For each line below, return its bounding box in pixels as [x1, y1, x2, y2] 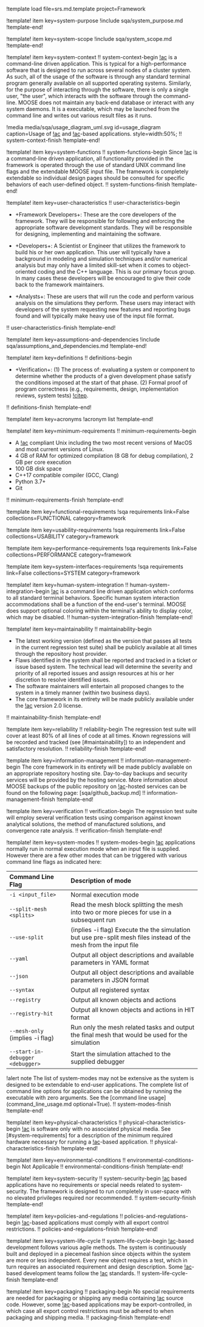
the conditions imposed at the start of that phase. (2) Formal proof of [15, 379, 188, 386]
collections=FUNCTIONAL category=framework [6, 514, 126, 522]
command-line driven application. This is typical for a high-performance [6, 60, 187, 67]
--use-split [9, 934, 44, 941]
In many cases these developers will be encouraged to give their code [15, 274, 191, 282]
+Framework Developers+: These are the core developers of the [15, 211, 177, 218]
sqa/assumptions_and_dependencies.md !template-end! [6, 343, 147, 349]
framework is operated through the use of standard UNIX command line [6, 162, 186, 168]
